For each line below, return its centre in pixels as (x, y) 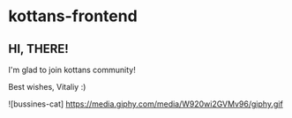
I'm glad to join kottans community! (72, 70)
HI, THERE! (39, 49)
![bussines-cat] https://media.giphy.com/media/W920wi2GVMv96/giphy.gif (146, 104)
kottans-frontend (73, 16)
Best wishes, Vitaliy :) (47, 87)
